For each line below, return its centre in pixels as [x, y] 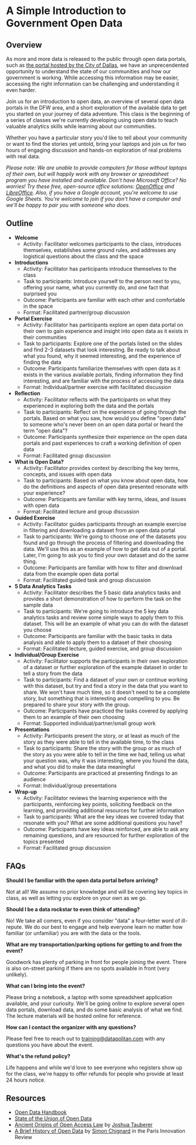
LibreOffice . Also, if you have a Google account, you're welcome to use [92, 192]
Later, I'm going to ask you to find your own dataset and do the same [106, 555]
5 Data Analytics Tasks [43, 586]
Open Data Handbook [41, 1112]
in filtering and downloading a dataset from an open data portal [99, 530]
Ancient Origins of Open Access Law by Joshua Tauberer [83, 1125]
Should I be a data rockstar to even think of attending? [73, 909]
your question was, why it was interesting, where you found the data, [106, 761]
